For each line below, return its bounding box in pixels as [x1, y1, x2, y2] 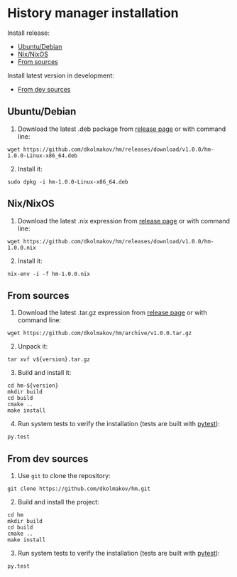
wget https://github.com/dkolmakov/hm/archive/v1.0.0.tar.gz [7, 329, 192, 337]
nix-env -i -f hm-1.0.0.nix [7, 270, 91, 277]
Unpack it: [17, 342, 48, 351]
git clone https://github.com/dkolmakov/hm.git [7, 485, 151, 492]
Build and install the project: [17, 498, 99, 507]
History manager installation [7, 5, 179, 21]
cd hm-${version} [7, 382, 59, 389]
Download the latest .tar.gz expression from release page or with [17, 308, 207, 317]
